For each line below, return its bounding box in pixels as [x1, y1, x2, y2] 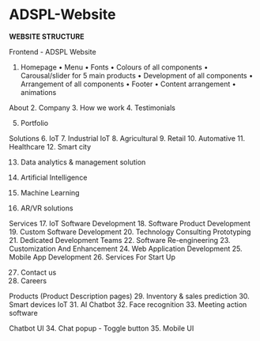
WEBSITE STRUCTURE [9, 32, 85, 41]
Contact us [20, 267, 57, 277]
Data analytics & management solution [20, 157, 146, 167]
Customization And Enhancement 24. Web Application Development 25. [9, 244, 243, 253]
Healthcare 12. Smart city [9, 142, 92, 151]
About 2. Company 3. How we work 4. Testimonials [9, 103, 176, 112]
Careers [20, 275, 47, 286]
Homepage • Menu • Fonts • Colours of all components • [20, 62, 209, 72]
